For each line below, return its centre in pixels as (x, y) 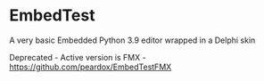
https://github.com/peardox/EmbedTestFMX (91, 67)
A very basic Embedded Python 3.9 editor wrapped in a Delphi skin (132, 40)
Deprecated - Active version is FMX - (78, 57)
